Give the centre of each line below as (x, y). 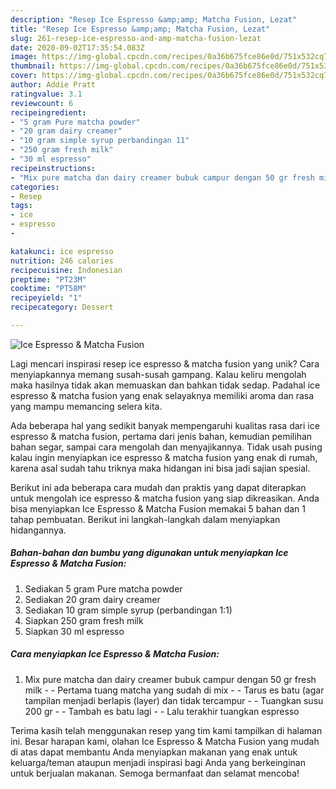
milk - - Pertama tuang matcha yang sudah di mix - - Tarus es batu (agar (174, 690)
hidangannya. (38, 530)
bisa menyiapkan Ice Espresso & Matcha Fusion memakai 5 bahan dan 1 (158, 508)
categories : (35, 187)
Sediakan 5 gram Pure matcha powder (103, 588)
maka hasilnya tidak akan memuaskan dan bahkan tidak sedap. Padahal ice (165, 385)
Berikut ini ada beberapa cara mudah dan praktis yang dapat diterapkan (158, 487)
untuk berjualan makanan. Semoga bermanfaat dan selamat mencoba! (155, 773)
